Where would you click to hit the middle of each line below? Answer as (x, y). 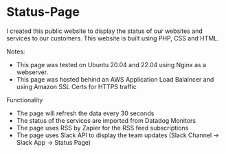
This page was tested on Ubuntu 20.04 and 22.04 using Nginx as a (111, 64)
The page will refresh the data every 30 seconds (85, 113)
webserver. (32, 72)
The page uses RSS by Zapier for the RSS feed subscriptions (102, 128)
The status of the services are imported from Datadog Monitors (106, 120)
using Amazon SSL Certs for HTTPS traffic (76, 86)
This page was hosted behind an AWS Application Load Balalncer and (115, 79)
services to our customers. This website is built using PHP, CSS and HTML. (113, 38)
